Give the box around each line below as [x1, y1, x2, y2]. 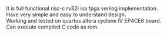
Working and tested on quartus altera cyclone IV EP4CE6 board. [6, 17, 162, 24]
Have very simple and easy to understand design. [6, 11, 126, 18]
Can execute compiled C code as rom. [6, 23, 99, 30]
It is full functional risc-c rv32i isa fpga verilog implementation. [6, 5, 158, 12]
